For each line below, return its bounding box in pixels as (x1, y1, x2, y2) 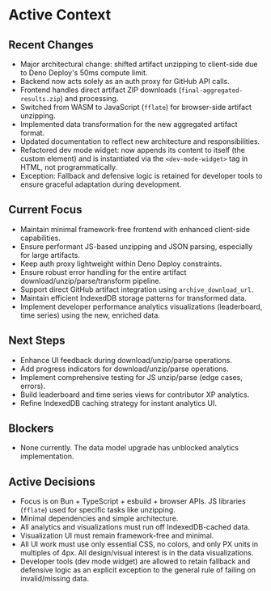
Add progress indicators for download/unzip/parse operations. (19, 364, 229, 374)
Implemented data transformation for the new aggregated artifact (19, 120, 238, 129)
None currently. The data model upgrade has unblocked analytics (19, 443, 239, 453)
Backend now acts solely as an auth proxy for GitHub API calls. (19, 77, 230, 86)
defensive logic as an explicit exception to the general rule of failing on (19, 565, 256, 575)
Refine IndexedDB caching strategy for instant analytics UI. (19, 398, 217, 407)
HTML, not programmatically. (19, 163, 118, 171)
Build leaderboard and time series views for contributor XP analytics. (19, 390, 250, 399)
